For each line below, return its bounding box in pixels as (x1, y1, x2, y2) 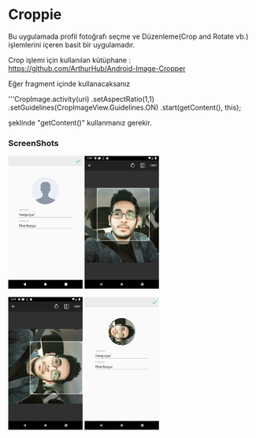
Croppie (8, 6, 62, 24)
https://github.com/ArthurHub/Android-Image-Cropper (8, 63, 186, 73)
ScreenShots (8, 137, 59, 148)
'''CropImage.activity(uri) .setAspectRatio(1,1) (8, 94, 155, 103)
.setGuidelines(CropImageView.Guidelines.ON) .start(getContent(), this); (8, 103, 242, 112)
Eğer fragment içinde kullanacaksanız (8, 79, 131, 88)
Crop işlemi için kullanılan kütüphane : (8, 55, 132, 65)
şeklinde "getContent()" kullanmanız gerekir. (8, 118, 152, 127)
